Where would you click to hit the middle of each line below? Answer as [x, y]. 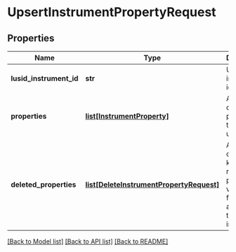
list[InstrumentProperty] [127, 116]
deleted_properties [44, 185]
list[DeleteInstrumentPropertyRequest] [152, 185]
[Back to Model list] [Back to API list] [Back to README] [88, 241]
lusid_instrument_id [45, 78]
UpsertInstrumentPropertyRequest [112, 12]
